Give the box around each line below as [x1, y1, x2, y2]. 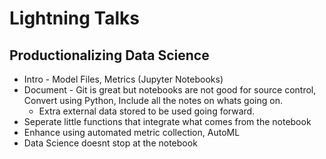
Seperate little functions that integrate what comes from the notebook [23, 116, 312, 127]
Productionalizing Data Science [9, 47, 210, 64]
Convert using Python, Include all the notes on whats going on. [23, 95, 283, 106]
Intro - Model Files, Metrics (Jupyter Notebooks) [23, 73, 224, 85]
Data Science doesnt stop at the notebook [23, 137, 198, 149]
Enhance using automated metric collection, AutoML [23, 127, 241, 138]
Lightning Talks [9, 7, 140, 30]
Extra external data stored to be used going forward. [38, 105, 256, 117]
